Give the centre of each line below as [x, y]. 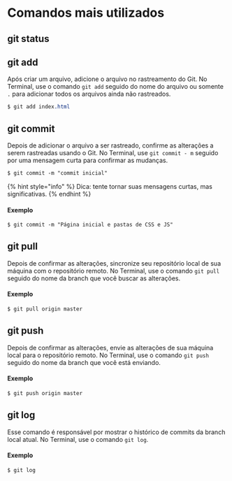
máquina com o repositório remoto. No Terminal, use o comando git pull [114, 271]
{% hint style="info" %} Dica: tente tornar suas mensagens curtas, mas [110, 186]
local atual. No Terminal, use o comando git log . [78, 439]
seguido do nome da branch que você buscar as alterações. [94, 278]
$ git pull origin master [45, 309]
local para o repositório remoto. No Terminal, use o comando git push [108, 355]
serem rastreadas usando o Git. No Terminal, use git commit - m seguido [113, 153]
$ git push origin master [45, 393]
